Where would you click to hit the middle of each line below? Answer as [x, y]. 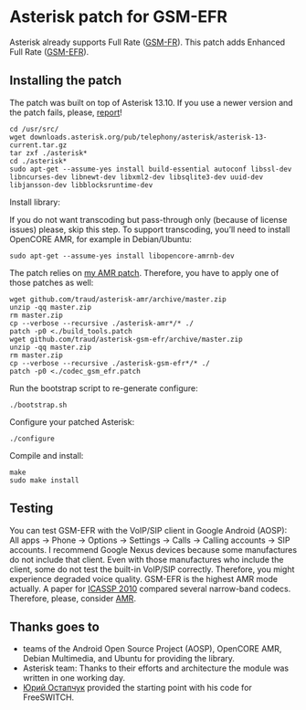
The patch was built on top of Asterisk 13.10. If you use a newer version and [152, 102]
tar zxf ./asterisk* [49, 153]
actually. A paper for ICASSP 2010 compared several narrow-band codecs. [150, 588]
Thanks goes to [55, 626]
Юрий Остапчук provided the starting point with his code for [137, 688]
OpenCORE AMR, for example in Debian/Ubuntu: [100, 238]
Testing [32, 509]
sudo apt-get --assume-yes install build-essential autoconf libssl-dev [151, 169]
